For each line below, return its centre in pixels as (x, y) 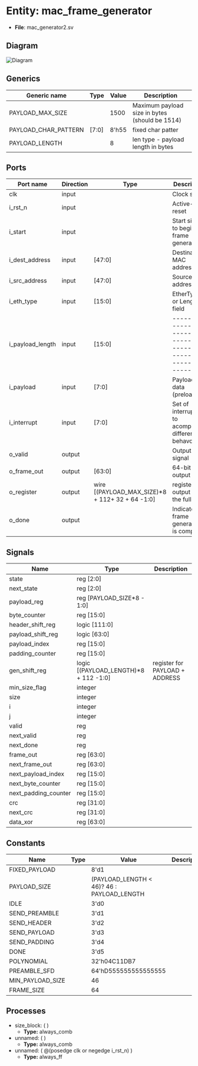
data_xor (21, 822)
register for (168, 663)
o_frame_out (26, 471)
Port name (32, 184)
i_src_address (28, 281)
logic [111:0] (95, 625)
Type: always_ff (43, 1057)
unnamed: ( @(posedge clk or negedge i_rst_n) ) (73, 1050)
